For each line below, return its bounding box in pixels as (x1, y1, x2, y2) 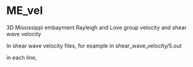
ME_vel (6, 4, 43, 18)
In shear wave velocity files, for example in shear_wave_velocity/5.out (6, 42, 182, 49)
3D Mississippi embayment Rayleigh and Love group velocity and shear (6, 24, 187, 31)
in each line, (6, 54, 37, 61)
